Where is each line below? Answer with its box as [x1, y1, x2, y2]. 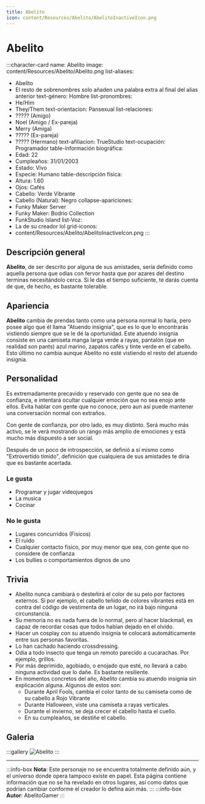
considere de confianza [15, 550, 75, 557]
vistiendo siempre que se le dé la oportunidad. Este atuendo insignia [6, 330, 178, 337]
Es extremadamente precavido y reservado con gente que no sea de [6, 389, 179, 397]
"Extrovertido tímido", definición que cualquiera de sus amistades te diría [6, 453, 190, 460]
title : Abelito [6, 9, 45, 15]
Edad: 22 [15, 151, 38, 159]
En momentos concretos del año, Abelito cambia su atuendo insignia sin [15, 675, 196, 683]
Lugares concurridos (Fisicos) [15, 530, 91, 538]
